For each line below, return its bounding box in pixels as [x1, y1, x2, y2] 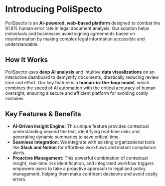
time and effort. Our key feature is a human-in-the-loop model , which [5, 79, 150, 85]
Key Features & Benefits [5, 110, 81, 118]
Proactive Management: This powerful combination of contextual [12, 155, 148, 161]
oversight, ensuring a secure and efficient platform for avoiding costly [5, 90, 149, 96]
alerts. [12, 150, 26, 156]
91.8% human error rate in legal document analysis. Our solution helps [5, 25, 150, 31]
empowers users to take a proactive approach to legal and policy [12, 166, 146, 172]
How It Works [5, 56, 48, 64]
